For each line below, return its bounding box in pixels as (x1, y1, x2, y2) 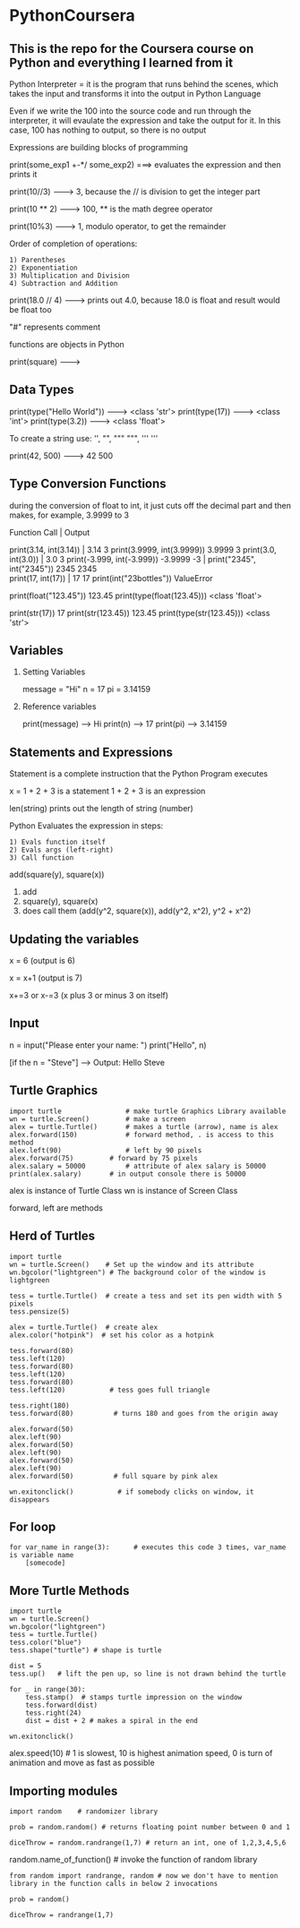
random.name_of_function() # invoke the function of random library (9, 1854, 258, 1864)
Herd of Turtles (9, 1229, 96, 1244)
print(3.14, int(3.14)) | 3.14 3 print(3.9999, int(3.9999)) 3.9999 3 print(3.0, (9, 544, 277, 555)
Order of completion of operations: (9, 238, 138, 249)
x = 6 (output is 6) (9, 955, 76, 966)
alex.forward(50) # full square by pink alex (9, 1471, 219, 1480)
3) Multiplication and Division (9, 271, 130, 280)
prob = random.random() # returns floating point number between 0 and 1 (9, 1822, 291, 1831)
